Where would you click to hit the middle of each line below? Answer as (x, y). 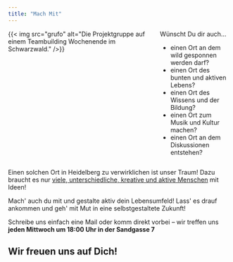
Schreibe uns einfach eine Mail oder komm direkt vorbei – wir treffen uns (113, 222)
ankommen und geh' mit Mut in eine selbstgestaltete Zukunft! (97, 208)
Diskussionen (190, 144)
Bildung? (183, 107)
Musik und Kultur (195, 122)
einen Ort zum (191, 115)
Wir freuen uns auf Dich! (63, 252)
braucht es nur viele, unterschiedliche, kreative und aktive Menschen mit (113, 180)
